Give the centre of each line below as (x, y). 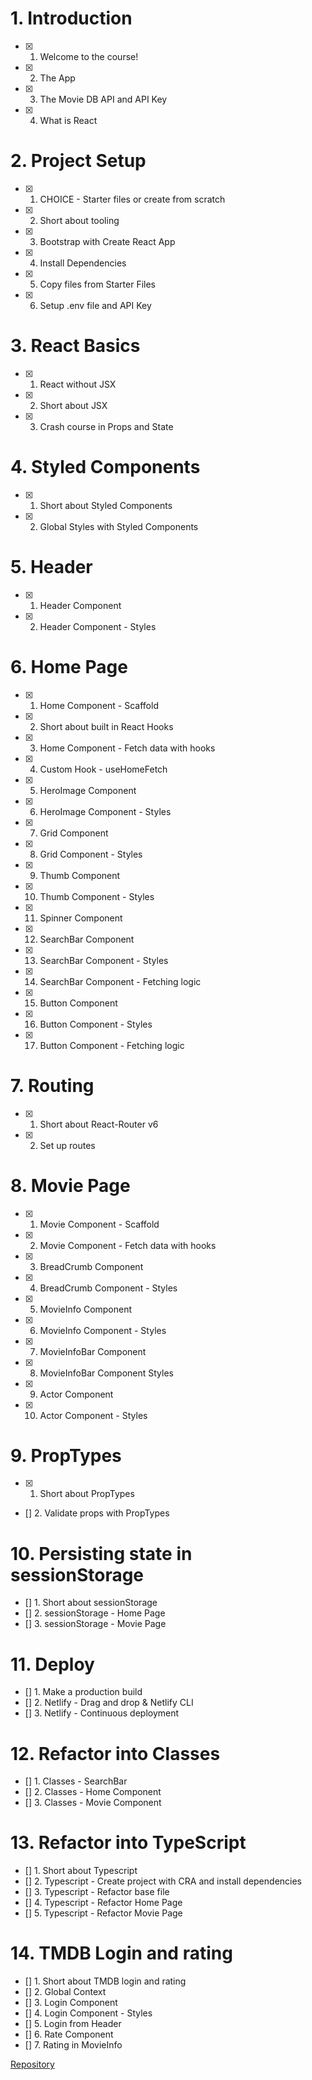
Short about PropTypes (87, 1494)
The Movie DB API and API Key (103, 99)
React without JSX (78, 384)
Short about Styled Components (106, 505)
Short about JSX (73, 405)
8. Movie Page (70, 1185)
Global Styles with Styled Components (119, 526)
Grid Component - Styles (91, 854)
